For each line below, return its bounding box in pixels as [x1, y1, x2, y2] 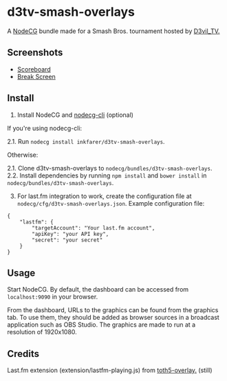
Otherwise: [7, 151, 39, 159]
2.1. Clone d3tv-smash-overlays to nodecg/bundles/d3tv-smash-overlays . [7, 164, 213, 172]
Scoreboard [17, 65, 51, 73]
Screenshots [7, 47, 63, 58]
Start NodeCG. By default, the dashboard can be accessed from [7, 285, 189, 294]
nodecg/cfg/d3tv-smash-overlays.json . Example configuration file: [17, 199, 205, 207]
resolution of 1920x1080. [7, 328, 77, 336]
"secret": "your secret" [32, 237, 103, 243]
